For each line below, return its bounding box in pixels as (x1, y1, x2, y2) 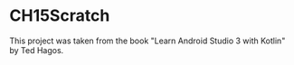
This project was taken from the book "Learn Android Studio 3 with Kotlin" (9, 35, 286, 46)
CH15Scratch (9, 5, 110, 26)
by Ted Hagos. (9, 44, 64, 55)
